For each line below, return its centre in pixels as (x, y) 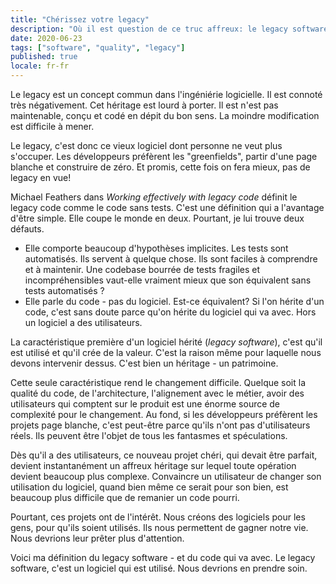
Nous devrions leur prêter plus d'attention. (97, 538)
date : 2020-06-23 (46, 38)
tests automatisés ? (64, 290)
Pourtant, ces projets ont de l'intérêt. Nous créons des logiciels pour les (158, 517)
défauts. (27, 229)
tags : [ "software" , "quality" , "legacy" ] (98, 47)
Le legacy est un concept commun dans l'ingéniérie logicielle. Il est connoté (166, 94)
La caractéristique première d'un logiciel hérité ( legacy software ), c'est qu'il (166, 342)
